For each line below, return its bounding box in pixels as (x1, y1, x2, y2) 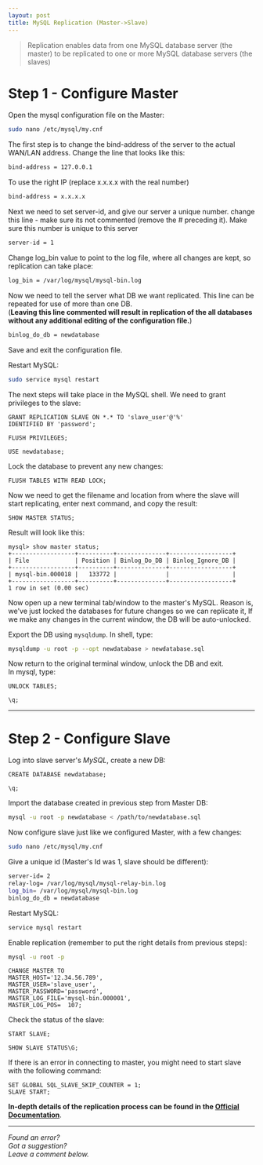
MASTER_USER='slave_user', (8, 981, 96, 989)
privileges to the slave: (8, 398, 81, 407)
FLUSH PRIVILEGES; (8, 433, 68, 442)
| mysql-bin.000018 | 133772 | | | (8, 570, 236, 578)
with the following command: (8, 1066, 102, 1076)
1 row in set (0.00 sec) (8, 584, 89, 592)
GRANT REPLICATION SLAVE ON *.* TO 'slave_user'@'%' (8, 413, 184, 421)
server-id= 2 (8, 872, 51, 880)
